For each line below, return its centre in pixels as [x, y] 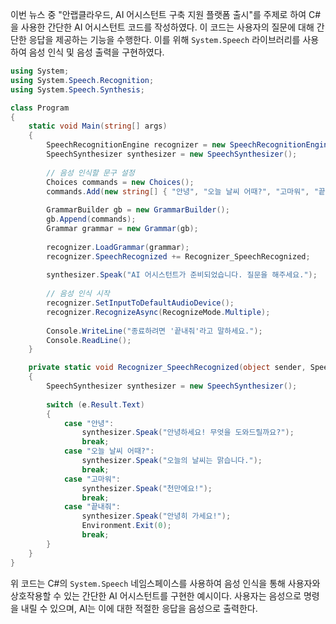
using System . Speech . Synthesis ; [77, 89]
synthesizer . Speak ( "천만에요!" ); [147, 488]
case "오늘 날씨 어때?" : [109, 451]
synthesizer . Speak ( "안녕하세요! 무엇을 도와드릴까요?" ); [188, 433]
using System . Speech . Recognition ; [82, 80]
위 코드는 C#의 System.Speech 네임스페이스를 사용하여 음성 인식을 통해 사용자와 [165, 583]
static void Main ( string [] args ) [98, 126]
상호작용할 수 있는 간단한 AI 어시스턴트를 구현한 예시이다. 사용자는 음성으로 [156, 595]
